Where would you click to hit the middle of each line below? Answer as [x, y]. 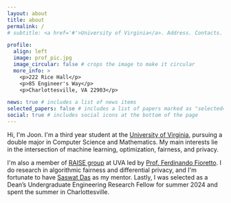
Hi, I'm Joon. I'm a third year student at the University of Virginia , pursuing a [115, 134]
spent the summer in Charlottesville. [58, 192]
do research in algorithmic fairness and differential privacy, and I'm [102, 170]
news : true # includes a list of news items [72, 103]
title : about [26, 20]
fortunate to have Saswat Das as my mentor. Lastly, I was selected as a [108, 177]
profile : [20, 45]
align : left [31, 52]
